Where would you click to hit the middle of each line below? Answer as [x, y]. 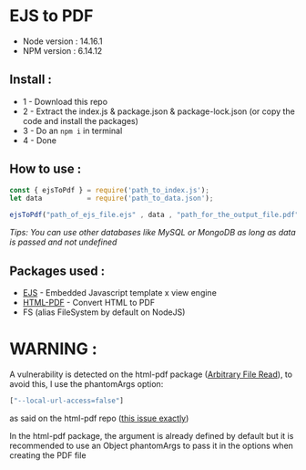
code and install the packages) [81, 120]
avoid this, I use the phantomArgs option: [87, 383]
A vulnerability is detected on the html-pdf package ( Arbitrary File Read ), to [151, 374]
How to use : [46, 169]
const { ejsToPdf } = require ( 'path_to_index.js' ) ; [109, 190]
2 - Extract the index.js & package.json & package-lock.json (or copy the [159, 111]
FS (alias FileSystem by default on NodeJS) [104, 312]
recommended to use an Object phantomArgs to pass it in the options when [152, 445]
